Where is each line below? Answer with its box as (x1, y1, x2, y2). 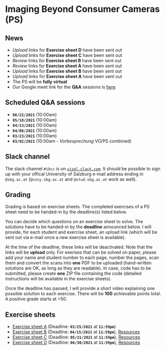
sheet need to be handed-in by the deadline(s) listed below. (5, 209, 127, 215)
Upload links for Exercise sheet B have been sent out (12, 68, 122, 74)
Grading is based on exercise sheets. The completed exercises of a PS (5, 204, 150, 210)
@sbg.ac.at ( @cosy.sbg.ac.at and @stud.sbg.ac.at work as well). (5, 176, 137, 182)
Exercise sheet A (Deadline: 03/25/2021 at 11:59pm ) (12, 324, 116, 330)
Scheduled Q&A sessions (5, 98, 85, 107)
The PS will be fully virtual (12, 79, 68, 85)
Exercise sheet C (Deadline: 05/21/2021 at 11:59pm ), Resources (12, 334, 141, 340)
